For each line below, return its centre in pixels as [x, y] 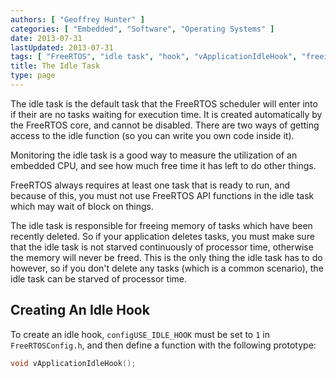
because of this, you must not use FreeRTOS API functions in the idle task [162, 195]
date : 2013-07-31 [46, 38]
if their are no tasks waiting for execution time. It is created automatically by [166, 114]
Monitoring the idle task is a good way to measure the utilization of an [154, 155]
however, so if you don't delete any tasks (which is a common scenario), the [167, 268]
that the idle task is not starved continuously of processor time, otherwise [162, 247]
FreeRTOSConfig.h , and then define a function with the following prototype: [163, 345]
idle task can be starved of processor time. [98, 278]
